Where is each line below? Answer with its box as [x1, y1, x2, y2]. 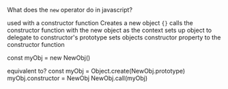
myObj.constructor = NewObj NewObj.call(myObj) [7, 74, 148, 82]
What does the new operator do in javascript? [7, 6, 133, 14]
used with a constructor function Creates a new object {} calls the [7, 19, 193, 26]
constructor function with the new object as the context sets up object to [7, 26, 212, 34]
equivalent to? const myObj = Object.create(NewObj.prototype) [7, 67, 186, 75]
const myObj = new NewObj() [7, 54, 91, 62]
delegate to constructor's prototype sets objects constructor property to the [7, 33, 221, 41]
